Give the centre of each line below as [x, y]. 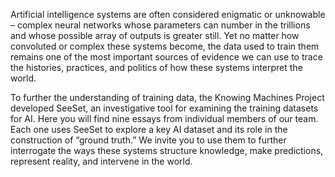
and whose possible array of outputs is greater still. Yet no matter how [155, 35]
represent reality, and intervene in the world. [101, 161]
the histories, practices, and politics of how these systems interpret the [156, 67]
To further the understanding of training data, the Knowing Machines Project [167, 97]
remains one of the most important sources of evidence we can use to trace [166, 57]
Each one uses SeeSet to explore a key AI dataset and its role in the [149, 129]
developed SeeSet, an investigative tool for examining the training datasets [164, 108]
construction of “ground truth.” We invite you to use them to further [148, 140]
